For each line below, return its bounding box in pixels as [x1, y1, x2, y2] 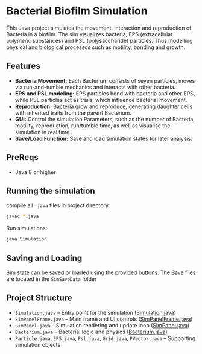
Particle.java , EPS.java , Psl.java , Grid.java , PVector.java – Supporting [14, 334, 196, 342]
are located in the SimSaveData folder [6, 275, 97, 282]
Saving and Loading [6, 253, 83, 263]
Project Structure [6, 293, 72, 303]
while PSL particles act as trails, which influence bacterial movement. [14, 96, 188, 103]
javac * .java [6, 213, 39, 220]
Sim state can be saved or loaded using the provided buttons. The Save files [6, 269, 196, 276]
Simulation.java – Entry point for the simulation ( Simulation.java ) [14, 309, 177, 316]
